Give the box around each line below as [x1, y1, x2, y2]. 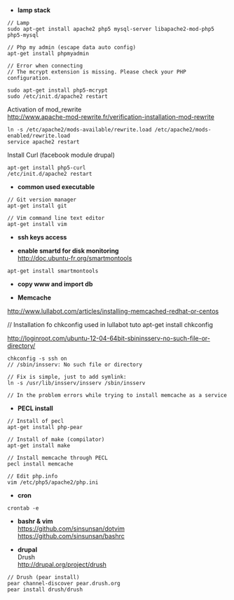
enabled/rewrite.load [7, 132, 71, 139]
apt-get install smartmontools [7, 267, 99, 274]
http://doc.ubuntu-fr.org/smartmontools [17, 254, 132, 262]
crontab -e [7, 505, 39, 512]
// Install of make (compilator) [7, 436, 105, 443]
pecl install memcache [7, 461, 74, 468]
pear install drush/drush [7, 586, 83, 593]
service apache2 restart [7, 139, 80, 146]
